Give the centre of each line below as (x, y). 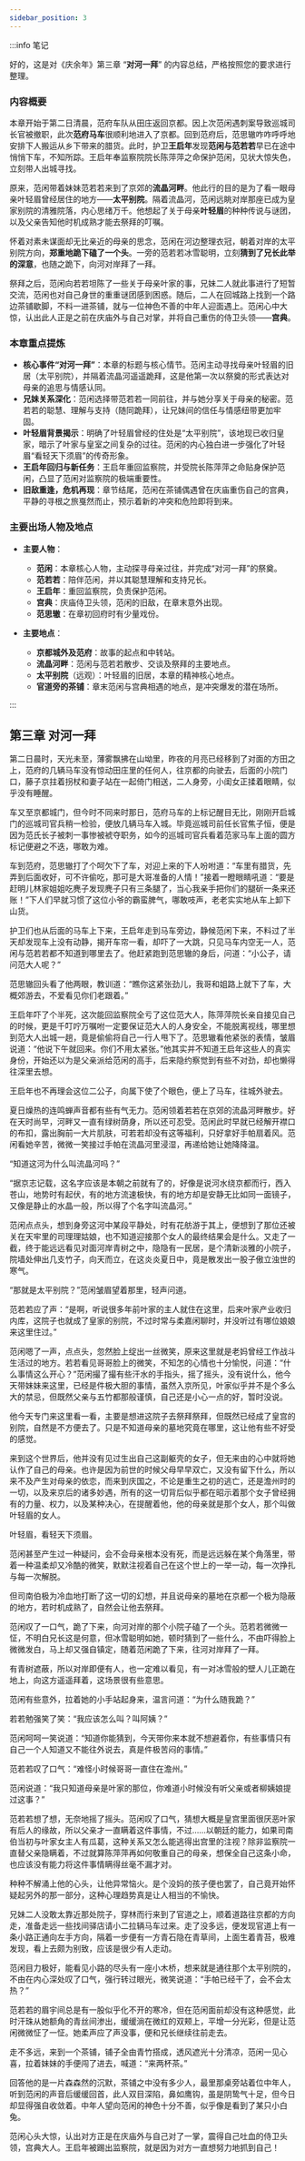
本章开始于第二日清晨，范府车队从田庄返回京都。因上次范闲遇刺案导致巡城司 (152, 123)
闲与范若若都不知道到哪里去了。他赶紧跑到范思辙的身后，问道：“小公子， (147, 954)
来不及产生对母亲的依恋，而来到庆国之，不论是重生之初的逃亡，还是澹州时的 (152, 1481)
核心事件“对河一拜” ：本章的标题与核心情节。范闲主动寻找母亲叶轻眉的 (154, 365)
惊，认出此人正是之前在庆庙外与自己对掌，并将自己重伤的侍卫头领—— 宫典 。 (152, 317)
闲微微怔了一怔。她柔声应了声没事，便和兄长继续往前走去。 (121, 2033)
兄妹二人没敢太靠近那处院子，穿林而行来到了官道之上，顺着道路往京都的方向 (152, 1914)
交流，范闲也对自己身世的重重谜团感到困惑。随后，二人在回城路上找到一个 (148, 294)
